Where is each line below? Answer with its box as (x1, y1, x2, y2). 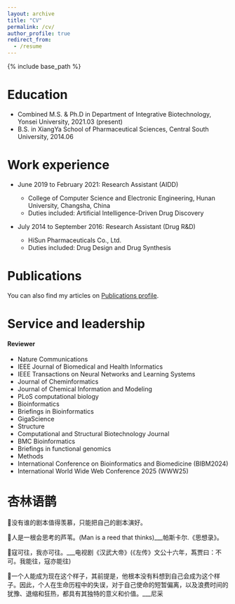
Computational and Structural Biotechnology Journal (17, 430, 170, 438)
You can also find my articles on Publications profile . (7, 291, 159, 299)
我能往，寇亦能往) (19, 557, 72, 565)
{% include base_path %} (7, 63, 81, 70)
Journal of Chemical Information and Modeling (17, 385, 153, 393)
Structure (17, 422, 45, 431)
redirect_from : (7, 37, 52, 44)
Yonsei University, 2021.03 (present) (17, 117, 123, 126)
